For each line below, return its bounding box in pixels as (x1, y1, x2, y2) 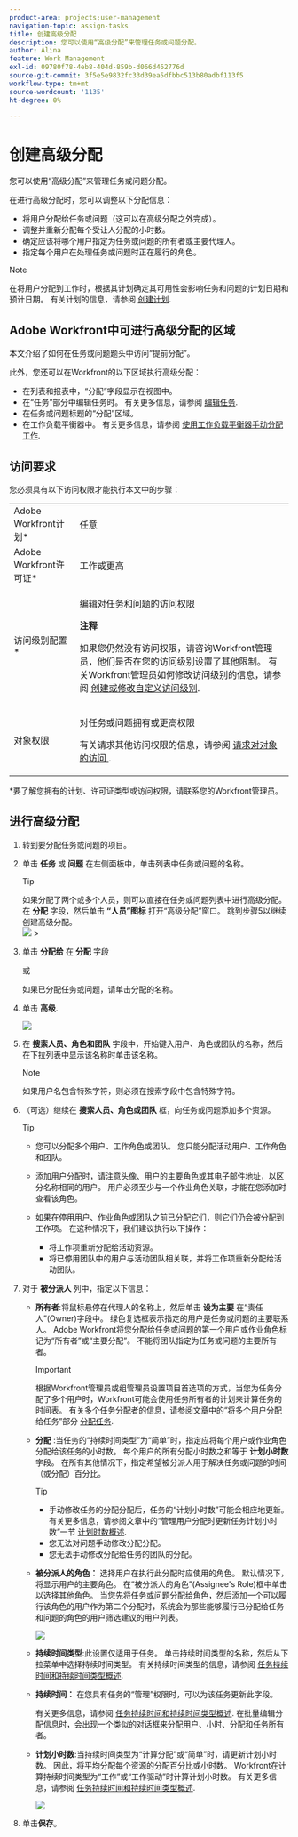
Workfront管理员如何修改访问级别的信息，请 (88, 668, 273, 681)
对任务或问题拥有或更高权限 (79, 716, 195, 729)
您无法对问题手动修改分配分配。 (48, 1537, 166, 1548)
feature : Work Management (9, 54, 105, 63)
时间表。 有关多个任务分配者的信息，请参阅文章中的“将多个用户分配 (35, 1405, 282, 1415)
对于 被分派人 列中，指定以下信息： (21, 1283, 152, 1293)
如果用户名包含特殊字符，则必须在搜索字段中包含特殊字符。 (21, 1085, 240, 1096)
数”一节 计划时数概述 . (48, 1527, 127, 1537)
